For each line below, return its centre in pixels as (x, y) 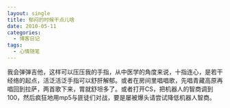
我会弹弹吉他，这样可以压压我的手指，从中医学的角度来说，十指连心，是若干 (115, 72)
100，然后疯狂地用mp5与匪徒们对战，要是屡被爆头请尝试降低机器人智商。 (111, 97)
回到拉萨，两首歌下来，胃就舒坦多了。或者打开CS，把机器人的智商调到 (113, 89)
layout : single (29, 13)
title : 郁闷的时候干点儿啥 (41, 20)
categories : (24, 32)
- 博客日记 (27, 39)
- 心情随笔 (27, 52)
